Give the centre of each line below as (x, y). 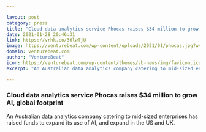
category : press (27, 23)
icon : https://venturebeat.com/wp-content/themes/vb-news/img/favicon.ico (104, 63)
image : (15, 46)
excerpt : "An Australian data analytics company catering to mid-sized (100, 68)
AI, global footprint (35, 103)
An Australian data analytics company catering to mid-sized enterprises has (102, 116)
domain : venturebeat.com (38, 52)
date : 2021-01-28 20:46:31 (41, 34)
